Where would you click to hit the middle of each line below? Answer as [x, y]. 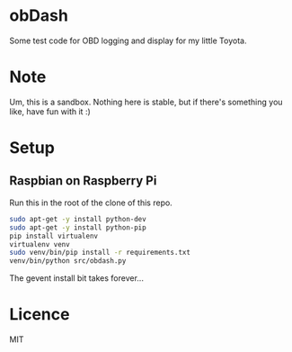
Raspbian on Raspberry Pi [83, 181]
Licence [40, 315]
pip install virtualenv [54, 236]
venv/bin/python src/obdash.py [68, 261]
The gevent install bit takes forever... [76, 278]
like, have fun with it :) [50, 111]
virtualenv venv [40, 244]
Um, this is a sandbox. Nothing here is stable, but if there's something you [146, 102]
